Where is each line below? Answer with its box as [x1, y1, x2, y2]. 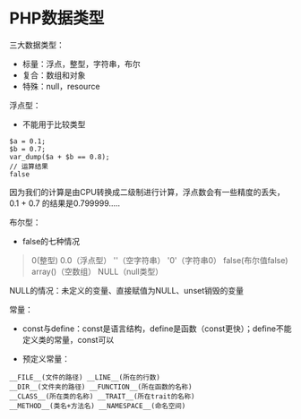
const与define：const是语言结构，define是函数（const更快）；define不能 [21, 323, 292, 334]
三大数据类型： [9, 39, 64, 50]
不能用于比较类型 [21, 118, 86, 130]
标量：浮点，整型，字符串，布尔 [21, 58, 141, 69]
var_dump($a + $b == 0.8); [9, 152, 110, 161]
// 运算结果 [9, 162, 49, 171]
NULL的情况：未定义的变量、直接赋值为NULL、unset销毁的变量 [9, 285, 245, 295]
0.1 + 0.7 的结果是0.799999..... [9, 198, 121, 209]
